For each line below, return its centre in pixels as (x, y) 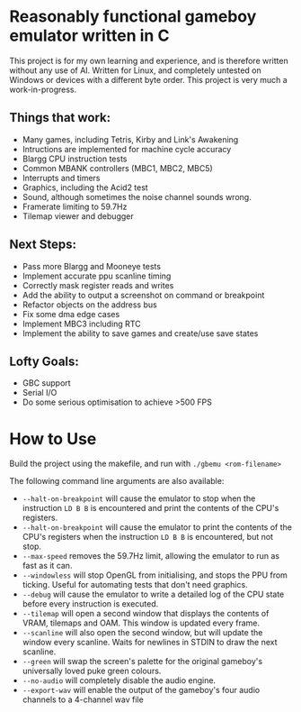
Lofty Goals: (44, 361)
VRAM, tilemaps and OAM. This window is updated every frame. (141, 623)
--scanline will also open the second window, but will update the (142, 633)
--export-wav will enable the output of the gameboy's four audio (141, 690)
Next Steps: (43, 245)
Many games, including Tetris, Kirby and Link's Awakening (130, 139)
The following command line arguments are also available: (117, 481)
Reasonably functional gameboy (133, 17)
